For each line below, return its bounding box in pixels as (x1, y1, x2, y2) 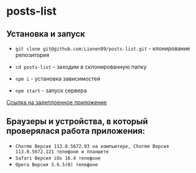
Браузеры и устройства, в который (6, 116, 148, 127)
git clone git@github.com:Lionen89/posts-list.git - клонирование (15, 45, 190, 52)
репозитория (15, 51, 50, 59)
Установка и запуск (6, 29, 86, 39)
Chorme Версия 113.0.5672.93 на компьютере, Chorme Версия (15, 143, 170, 149)
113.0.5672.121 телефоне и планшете (15, 149, 109, 155)
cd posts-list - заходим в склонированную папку (15, 63, 147, 70)
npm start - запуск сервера (15, 87, 87, 94)
